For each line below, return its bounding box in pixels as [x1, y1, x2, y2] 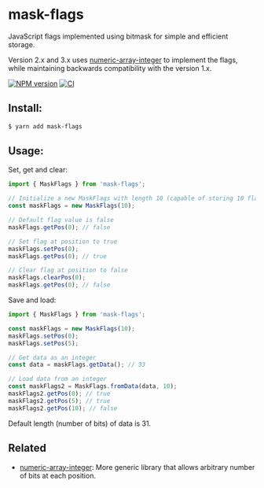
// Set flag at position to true [8, 238, 118, 246]
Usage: [8, 144, 45, 158]
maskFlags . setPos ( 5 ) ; [8, 339, 79, 347]
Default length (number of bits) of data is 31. [8, 419, 152, 428]
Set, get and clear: [8, 165, 68, 175]
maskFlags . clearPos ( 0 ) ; [8, 274, 86, 282]
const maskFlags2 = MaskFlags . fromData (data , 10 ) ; [8, 383, 178, 390]
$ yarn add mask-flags [8, 122, 82, 131]
